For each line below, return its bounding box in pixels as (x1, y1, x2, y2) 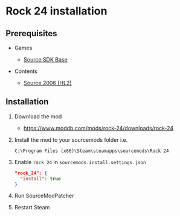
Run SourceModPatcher (14, 192, 74, 200)
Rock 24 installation (5, 4, 108, 18)
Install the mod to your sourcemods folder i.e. (14, 136, 128, 143)
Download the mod (14, 113, 62, 120)
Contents (14, 68, 37, 75)
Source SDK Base (23, 56, 68, 63)
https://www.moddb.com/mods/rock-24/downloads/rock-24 (23, 124, 174, 132)
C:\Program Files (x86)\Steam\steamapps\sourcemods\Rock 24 (14, 148, 169, 154)
